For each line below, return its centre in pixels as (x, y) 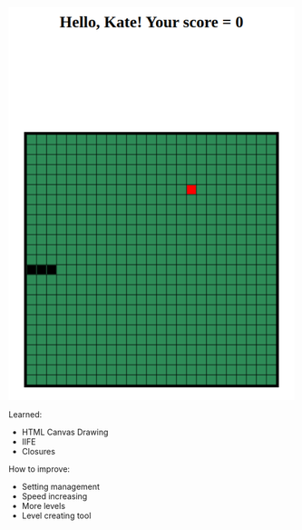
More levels (43, 505)
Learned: (25, 414)
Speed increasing (54, 496)
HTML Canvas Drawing (65, 432)
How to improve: (39, 469)
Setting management (61, 486)
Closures (39, 451)
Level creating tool (56, 515)
